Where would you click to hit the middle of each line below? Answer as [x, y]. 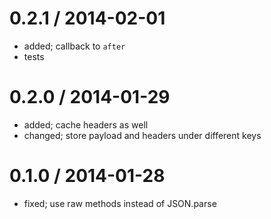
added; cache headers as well [86, 124]
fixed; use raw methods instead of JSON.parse [120, 203]
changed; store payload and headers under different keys [142, 135]
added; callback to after [74, 46]
